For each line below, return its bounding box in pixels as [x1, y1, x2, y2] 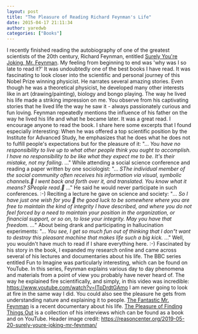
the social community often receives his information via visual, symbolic [6, 172, 182, 179]
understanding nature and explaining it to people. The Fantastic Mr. [6, 296, 169, 303]
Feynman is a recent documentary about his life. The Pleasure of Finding [6, 303, 183, 310]
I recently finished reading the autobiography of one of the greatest [6, 46, 170, 54]
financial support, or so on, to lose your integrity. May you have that [6, 215, 172, 222]
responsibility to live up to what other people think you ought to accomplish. [6, 146, 191, 153]
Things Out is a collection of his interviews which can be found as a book [6, 309, 184, 316]
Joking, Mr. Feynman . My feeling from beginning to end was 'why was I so [6, 59, 187, 66]
